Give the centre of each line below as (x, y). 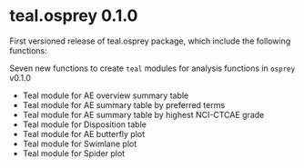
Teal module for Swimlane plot (80, 143)
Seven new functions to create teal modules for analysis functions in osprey (152, 68)
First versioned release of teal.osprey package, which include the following (150, 41)
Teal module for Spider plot (74, 153)
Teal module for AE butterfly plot (84, 133)
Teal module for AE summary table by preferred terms (124, 104)
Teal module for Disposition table (85, 124)
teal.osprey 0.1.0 (74, 16)
